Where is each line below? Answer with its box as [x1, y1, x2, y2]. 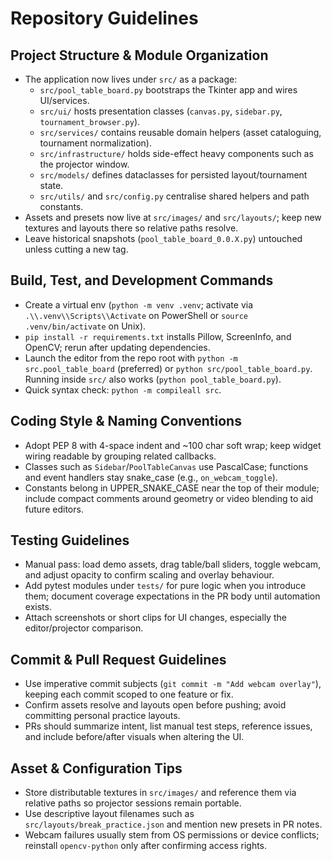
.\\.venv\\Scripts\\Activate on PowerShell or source [24, 309, 248, 321]
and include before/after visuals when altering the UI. [24, 731, 245, 743]
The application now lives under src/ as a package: [24, 73, 238, 85]
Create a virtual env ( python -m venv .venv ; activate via [24, 298, 254, 311]
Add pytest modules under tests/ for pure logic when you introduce [24, 580, 307, 592]
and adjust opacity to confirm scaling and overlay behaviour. [24, 569, 275, 581]
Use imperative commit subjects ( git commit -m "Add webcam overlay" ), [24, 678, 322, 690]
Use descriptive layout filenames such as [24, 808, 195, 820]
